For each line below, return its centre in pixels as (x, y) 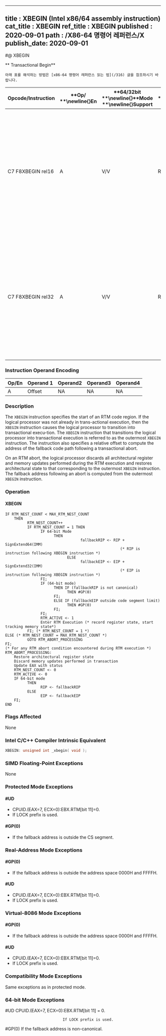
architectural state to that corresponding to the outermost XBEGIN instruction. (83, 469)
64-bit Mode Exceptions (35, 1000)
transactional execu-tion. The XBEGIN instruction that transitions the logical (81, 432)
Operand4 (128, 383)
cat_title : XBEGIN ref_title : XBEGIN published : (79, 26)
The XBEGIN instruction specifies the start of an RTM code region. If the (77, 417)
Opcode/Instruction (31, 98)
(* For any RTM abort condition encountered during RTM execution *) (78, 648)
